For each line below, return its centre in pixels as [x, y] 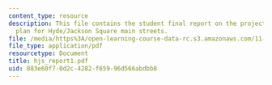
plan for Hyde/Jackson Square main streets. [92, 31]
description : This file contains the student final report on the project [137, 23]
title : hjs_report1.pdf [49, 62]
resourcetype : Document [49, 53]
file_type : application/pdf [56, 46]
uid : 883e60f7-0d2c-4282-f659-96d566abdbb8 [83, 69]
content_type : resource [49, 16]
